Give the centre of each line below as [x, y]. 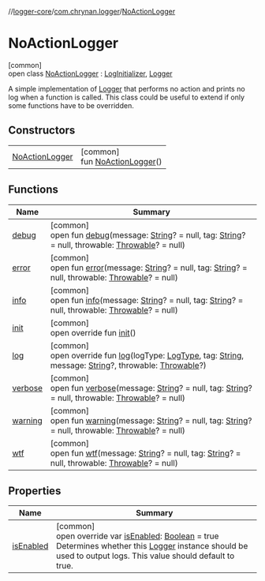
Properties [35, 491]
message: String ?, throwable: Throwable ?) [128, 365]
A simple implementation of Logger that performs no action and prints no [127, 88]
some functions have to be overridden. [71, 105]
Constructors [42, 131]
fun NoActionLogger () [121, 161]
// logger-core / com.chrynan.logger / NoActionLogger [92, 11]
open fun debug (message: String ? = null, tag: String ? [148, 234]
